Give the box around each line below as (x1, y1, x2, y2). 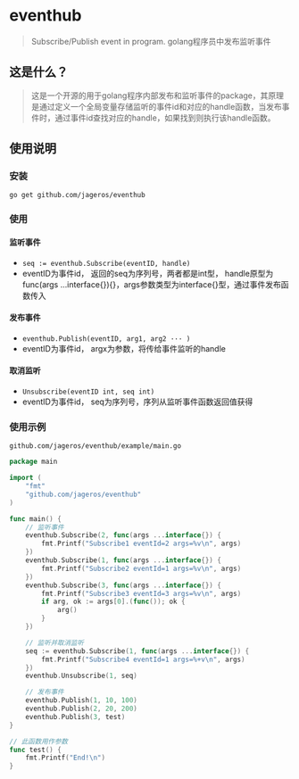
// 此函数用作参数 (9, 737, 69, 746)
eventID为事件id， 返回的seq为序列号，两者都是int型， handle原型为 (21, 268, 274, 278)
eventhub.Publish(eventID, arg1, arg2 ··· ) (21, 334, 191, 344)
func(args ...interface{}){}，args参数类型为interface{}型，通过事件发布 (21, 278, 281, 290)
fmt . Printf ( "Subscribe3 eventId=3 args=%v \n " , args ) (41, 589, 242, 598)
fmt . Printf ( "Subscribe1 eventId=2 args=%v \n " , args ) (41, 539, 242, 549)
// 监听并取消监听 (25, 638, 85, 647)
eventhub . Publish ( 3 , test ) (25, 712, 126, 721)
